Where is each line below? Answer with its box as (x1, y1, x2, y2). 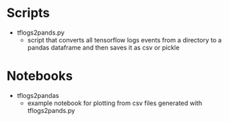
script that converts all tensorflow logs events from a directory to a (27, 35, 222, 44)
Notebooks (6, 68, 74, 84)
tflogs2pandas (16, 91, 59, 99)
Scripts (6, 5, 50, 21)
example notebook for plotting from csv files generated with (27, 99, 203, 107)
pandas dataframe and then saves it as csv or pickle (27, 43, 180, 51)
